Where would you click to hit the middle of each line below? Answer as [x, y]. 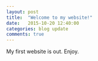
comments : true [25, 34]
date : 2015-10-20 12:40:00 [43, 23]
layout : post [23, 12]
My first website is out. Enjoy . [43, 51]
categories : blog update [37, 29]
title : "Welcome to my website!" [50, 18]
